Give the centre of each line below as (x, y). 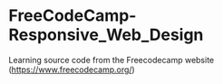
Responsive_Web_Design (106, 35)
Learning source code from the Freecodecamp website (111, 60)
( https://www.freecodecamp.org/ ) (72, 70)
